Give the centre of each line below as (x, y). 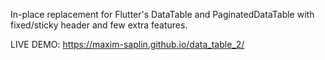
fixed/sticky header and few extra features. (99, 25)
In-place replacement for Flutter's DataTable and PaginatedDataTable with (162, 14)
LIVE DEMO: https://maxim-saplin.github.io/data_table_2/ (127, 44)
